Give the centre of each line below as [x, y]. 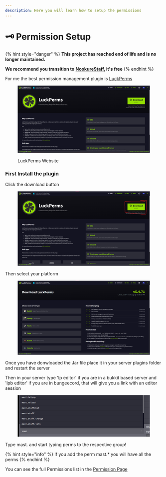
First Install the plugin [32, 174]
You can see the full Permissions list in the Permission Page [67, 469]
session [13, 388]
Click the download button [32, 185]
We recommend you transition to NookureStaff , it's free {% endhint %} [80, 69]
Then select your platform [32, 273]
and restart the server [27, 368]
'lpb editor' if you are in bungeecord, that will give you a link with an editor [81, 383]
